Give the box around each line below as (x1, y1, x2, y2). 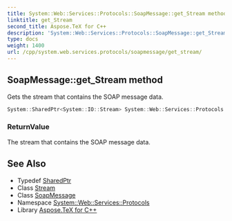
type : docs (7, 36, 39, 43)
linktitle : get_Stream (7, 17, 72, 23)
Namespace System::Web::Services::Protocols (17, 198, 150, 206)
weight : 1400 (7, 42, 45, 49)
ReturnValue (7, 122, 50, 132)
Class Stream (17, 184, 56, 192)
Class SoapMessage (17, 191, 76, 199)
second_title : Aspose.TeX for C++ (7, 23, 107, 30)
